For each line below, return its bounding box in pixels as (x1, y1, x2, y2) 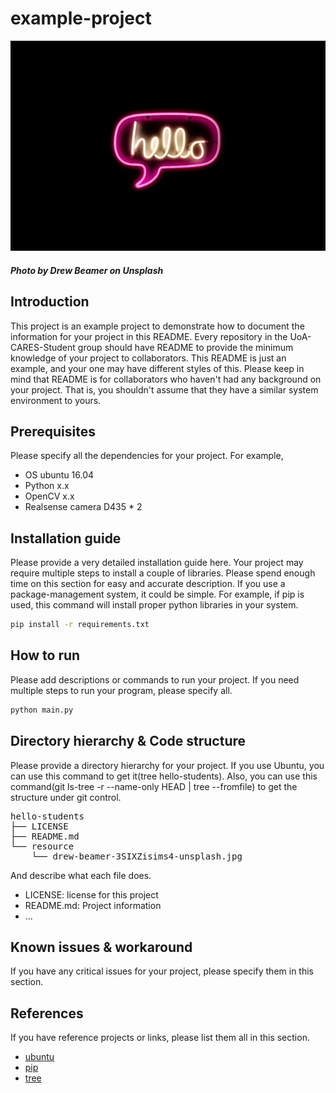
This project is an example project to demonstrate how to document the (10, 320, 305, 332)
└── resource (10, 840, 75, 852)
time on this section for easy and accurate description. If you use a (10, 578, 286, 590)
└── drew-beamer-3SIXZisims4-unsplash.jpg (31, 850, 243, 862)
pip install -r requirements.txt (10, 620, 150, 630)
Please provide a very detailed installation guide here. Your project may (10, 557, 304, 569)
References (10, 1005, 84, 1022)
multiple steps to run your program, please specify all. (10, 684, 233, 696)
